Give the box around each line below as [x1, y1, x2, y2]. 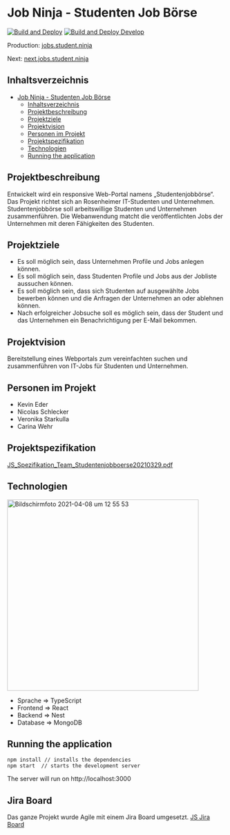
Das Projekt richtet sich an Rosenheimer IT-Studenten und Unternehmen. [7, 197, 215, 205]
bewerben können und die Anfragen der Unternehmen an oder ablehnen [17, 294, 224, 303]
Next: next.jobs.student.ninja [7, 54, 89, 63]
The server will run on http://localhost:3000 [7, 775, 131, 783]
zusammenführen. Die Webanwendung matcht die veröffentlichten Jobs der [7, 212, 223, 220]
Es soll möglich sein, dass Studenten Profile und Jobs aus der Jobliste [17, 272, 218, 280]
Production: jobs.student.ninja [7, 41, 93, 49]
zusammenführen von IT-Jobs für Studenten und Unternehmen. [7, 362, 189, 370]
